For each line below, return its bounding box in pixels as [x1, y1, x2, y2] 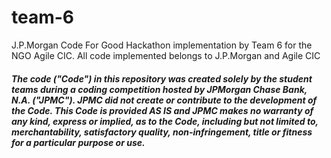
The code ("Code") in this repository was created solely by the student [11, 72, 313, 85]
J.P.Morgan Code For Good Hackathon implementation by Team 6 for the [11, 39, 313, 51]
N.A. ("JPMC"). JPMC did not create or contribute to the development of [11, 94, 318, 106]
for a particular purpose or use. [11, 136, 146, 148]
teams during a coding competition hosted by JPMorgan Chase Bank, [11, 83, 308, 95]
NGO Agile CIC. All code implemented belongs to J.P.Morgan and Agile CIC [11, 49, 321, 61]
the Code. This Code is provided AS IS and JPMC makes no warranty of [11, 104, 314, 116]
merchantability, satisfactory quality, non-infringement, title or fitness [11, 126, 313, 138]
